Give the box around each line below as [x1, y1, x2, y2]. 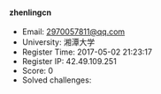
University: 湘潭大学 [21, 37, 96, 47]
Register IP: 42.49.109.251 [21, 56, 117, 67]
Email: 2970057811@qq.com [21, 26, 126, 37]
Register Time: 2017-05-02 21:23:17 [21, 47, 153, 57]
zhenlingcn [9, 7, 51, 18]
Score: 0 [21, 66, 54, 76]
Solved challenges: [21, 75, 92, 85]
